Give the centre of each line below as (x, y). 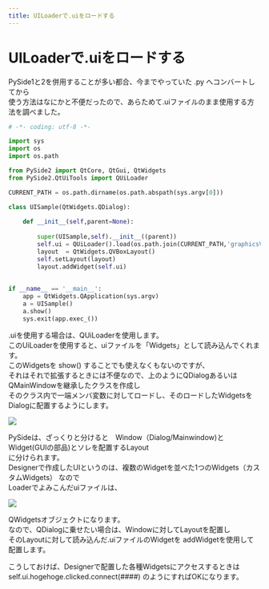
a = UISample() (48, 304)
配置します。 (29, 549)
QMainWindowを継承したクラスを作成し (74, 385)
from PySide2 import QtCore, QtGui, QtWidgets (87, 171)
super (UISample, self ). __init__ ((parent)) (107, 237)
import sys (26, 141)
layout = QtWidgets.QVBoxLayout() (96, 252)
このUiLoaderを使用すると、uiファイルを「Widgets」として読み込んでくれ (131, 345)
